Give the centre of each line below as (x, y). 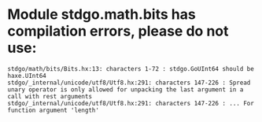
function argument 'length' (54, 110)
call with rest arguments (50, 96)
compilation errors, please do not (118, 31)
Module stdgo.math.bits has (101, 15)
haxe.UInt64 (27, 76)
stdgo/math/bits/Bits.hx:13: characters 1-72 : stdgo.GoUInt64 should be (131, 68)
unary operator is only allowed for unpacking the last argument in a (125, 89)
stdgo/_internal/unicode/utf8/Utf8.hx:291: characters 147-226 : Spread (129, 83)
